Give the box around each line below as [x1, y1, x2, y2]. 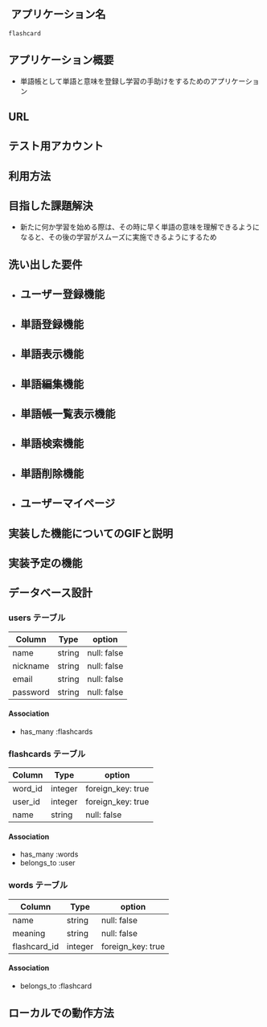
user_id [12, 796, 40, 807]
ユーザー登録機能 [19, 288, 105, 302]
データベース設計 [8, 586, 92, 600]
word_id [12, 783, 43, 795]
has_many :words [19, 849, 79, 859]
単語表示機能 [19, 347, 84, 361]
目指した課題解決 [8, 199, 93, 213]
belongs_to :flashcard [19, 980, 92, 991]
